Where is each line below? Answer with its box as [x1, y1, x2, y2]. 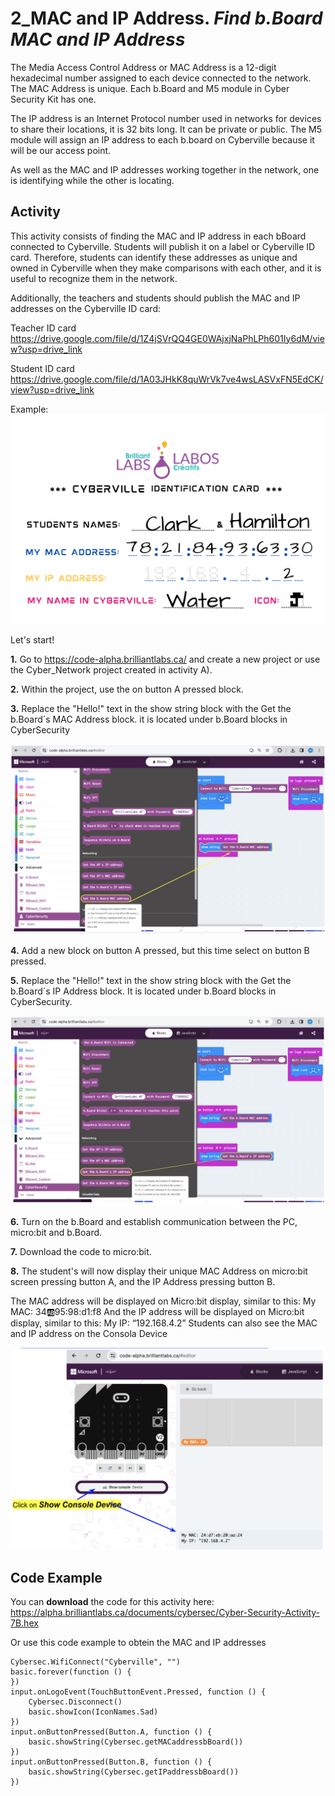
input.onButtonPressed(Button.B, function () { [10, 1757, 213, 1767]
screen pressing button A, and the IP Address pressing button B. [10, 1275, 276, 1287]
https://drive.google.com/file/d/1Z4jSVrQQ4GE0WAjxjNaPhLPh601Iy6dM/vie [10, 332, 325, 344]
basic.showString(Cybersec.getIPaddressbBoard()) [28, 1767, 240, 1777]
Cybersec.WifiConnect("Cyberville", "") [10, 1657, 182, 1667]
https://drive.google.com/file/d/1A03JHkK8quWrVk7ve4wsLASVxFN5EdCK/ [10, 373, 324, 385]
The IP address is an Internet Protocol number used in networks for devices [10, 112, 322, 124]
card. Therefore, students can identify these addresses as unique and [10, 251, 298, 263]
